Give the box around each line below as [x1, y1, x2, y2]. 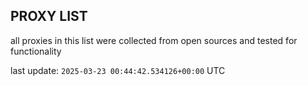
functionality [10, 45, 62, 57]
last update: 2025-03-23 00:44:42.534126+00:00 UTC [10, 64, 226, 76]
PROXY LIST [10, 8, 88, 25]
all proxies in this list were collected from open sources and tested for [10, 34, 298, 46]
